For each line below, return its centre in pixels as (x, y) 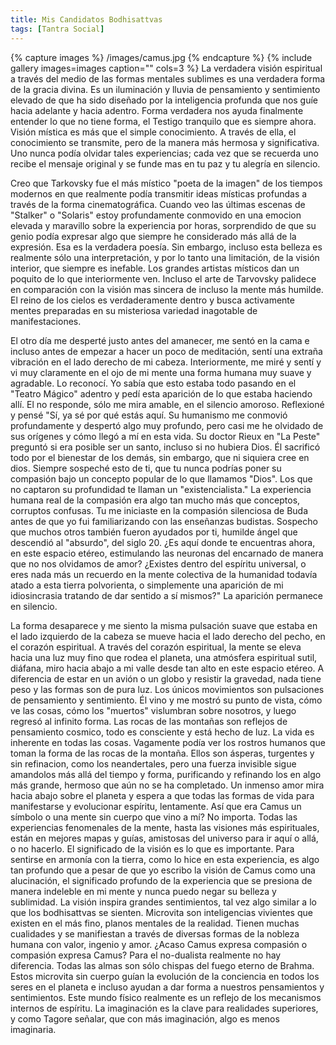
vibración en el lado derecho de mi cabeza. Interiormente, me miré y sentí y (166, 362)
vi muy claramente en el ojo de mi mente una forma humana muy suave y (161, 372)
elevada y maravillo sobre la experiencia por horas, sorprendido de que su (163, 225)
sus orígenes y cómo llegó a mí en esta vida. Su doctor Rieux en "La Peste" (165, 436)
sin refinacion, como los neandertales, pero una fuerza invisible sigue (153, 763)
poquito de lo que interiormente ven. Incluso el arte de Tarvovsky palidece (163, 278)
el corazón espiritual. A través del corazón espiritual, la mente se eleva (156, 647)
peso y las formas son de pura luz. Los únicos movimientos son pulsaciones (167, 689)
